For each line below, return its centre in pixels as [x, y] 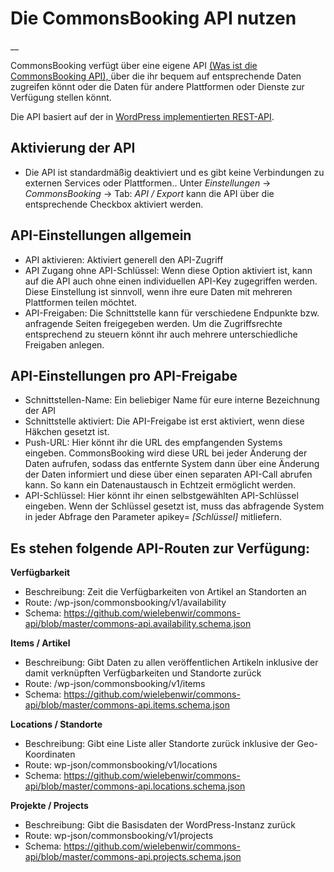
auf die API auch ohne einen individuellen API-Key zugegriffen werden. [171, 281]
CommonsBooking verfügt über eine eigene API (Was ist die [134, 65]
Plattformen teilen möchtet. [81, 302]
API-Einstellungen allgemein [101, 235]
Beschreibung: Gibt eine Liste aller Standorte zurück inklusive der [159, 744]
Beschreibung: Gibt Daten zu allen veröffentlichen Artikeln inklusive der [171, 663]
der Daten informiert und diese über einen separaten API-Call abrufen [168, 474]
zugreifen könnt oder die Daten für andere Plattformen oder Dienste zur [157, 86]
